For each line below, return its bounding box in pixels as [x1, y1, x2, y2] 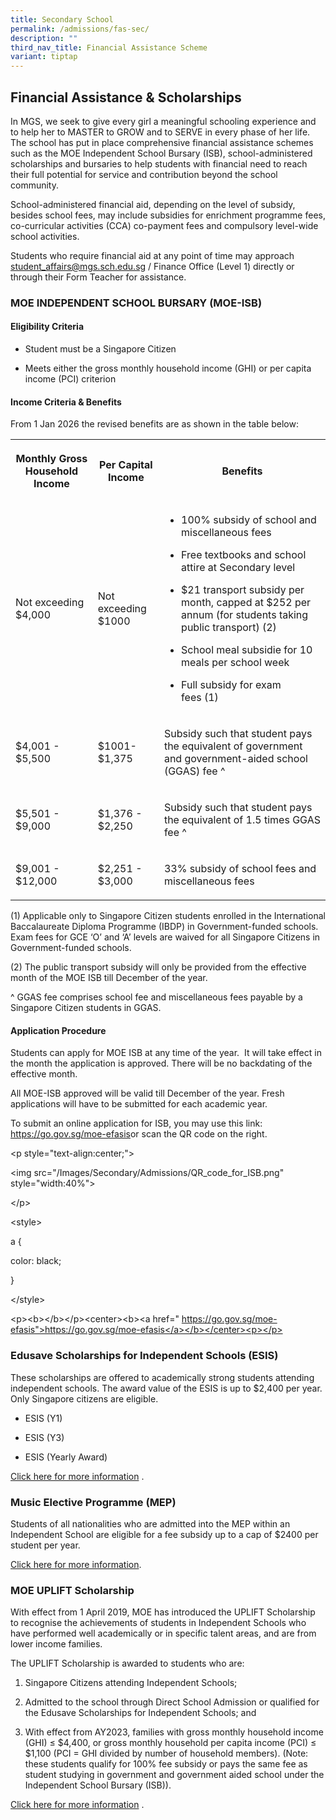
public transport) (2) [181, 621, 277, 635]
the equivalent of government [163, 739, 303, 753]
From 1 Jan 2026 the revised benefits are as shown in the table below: [10, 418, 299, 430]
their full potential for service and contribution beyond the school [10, 168, 278, 180]
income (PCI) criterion [24, 373, 117, 385]
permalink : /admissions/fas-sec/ [10, 24, 150, 34]
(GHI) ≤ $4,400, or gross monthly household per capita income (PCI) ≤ [24, 1737, 317, 1749]
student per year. [10, 1539, 81, 1551]
